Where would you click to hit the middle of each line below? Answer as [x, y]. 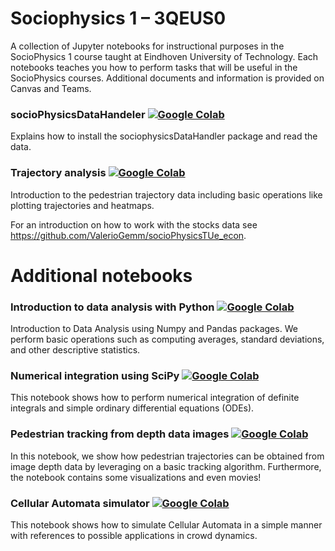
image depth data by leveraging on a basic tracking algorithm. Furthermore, [166, 466]
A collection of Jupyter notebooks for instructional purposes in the [147, 46]
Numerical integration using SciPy [95, 375]
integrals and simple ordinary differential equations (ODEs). [132, 408]
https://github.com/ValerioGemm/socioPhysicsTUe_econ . [128, 235]
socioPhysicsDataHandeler [78, 114]
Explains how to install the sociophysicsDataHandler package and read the [164, 136]
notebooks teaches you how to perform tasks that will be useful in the [154, 67]
